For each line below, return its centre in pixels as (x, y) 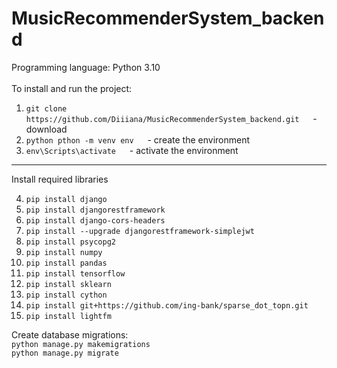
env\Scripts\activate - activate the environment (132, 150)
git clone (46, 108)
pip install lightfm (68, 316)
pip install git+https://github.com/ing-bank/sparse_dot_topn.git (167, 305)
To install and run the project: (72, 88)
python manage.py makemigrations (81, 344)
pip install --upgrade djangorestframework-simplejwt (140, 231)
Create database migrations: (70, 334)
